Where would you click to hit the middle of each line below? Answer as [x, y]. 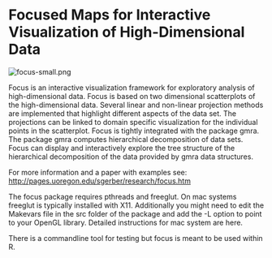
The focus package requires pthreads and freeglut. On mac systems [123, 196]
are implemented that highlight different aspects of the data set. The [123, 113]
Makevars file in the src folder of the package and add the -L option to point [135, 213]
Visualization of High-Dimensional [127, 32]
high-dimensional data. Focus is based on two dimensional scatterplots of [132, 96]
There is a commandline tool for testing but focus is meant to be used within [136, 238]
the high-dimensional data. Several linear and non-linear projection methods [136, 105]
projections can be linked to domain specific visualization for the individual [133, 122]
